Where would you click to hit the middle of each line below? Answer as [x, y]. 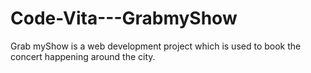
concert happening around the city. [83, 56]
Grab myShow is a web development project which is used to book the [156, 46]
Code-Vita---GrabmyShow [124, 18]
